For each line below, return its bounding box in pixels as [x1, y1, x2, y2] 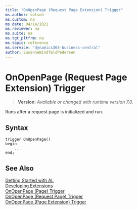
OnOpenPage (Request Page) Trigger [5, 193, 83, 200]
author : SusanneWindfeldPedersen [5, 50, 76, 55]
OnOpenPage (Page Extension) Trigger [5, 199, 87, 205]
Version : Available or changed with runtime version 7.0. [17, 99, 133, 105]
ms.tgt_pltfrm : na [5, 36, 44, 41]
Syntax [5, 123, 28, 132]
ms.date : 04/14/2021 [5, 21, 49, 27]
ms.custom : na [5, 17, 35, 22]
